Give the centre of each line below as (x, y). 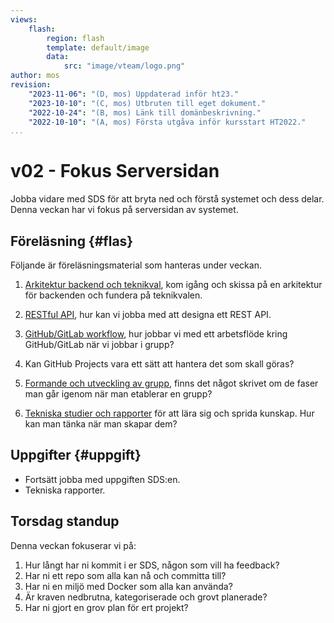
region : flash (75, 38)
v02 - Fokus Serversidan (115, 171)
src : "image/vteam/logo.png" (124, 66)
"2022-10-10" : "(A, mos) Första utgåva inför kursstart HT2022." (167, 122)
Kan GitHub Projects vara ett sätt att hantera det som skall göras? (159, 364)
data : (58, 57)
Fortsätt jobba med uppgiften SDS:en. (102, 479)
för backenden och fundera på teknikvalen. (113, 295)
